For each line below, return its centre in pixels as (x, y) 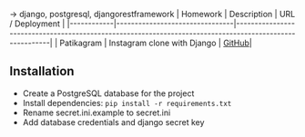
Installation (42, 71)
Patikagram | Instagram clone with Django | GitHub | (156, 43)
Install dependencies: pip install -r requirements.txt (127, 103)
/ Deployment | (37, 24)
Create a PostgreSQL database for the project (108, 93)
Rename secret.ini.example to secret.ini (97, 113)
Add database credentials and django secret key (113, 122)
